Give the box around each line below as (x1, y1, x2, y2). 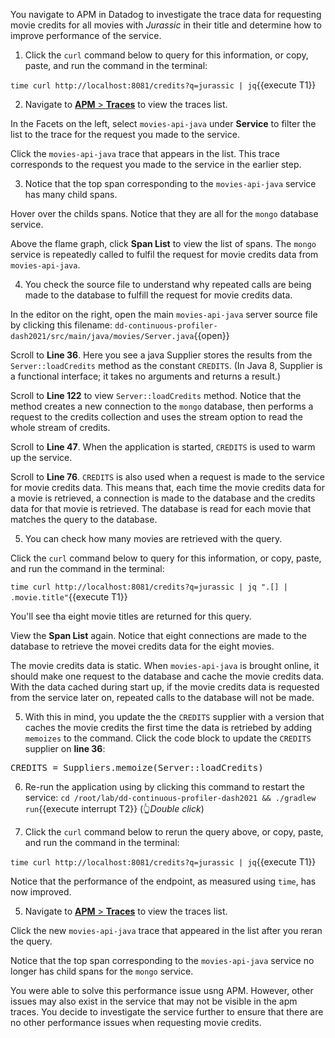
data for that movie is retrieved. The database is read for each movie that (10, 503, 312, 514)
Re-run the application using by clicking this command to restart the (24, 781, 305, 793)
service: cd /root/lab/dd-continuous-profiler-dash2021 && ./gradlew (24, 792, 317, 803)
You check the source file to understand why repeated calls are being (24, 279, 312, 290)
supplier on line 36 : (24, 743, 106, 754)
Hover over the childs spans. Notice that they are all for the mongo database (10, 208, 319, 219)
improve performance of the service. (10, 30, 162, 41)
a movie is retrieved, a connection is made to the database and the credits (10, 492, 316, 504)
